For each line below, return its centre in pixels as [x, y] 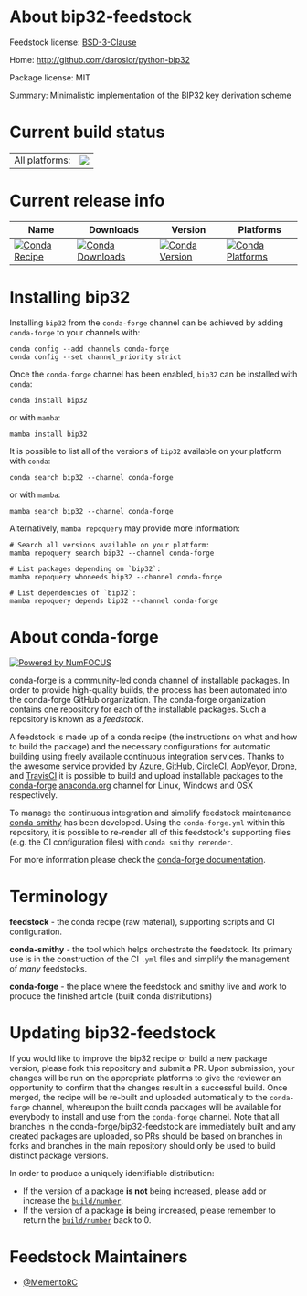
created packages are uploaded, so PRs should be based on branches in [146, 1136]
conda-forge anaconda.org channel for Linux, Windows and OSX [132, 785]
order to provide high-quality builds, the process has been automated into [148, 690]
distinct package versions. [59, 1155]
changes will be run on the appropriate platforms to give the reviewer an [145, 1078]
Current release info [87, 201]
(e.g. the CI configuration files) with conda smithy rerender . [121, 842]
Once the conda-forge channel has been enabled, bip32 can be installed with [153, 374]
